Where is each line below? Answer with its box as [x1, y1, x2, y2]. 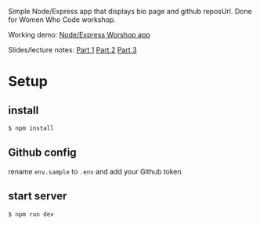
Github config [8, 146, 77, 160]
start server [8, 189, 67, 203]
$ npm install [8, 124, 55, 132]
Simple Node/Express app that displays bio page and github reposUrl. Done [8, 7, 252, 16]
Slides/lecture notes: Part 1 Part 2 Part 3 [8, 45, 137, 54]
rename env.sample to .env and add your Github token [8, 167, 182, 176]
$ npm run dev [8, 210, 55, 218]
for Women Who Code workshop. [8, 15, 116, 24]
